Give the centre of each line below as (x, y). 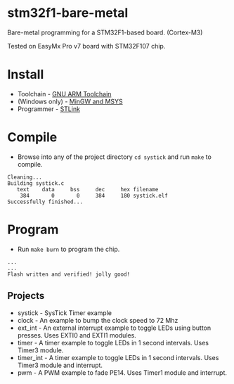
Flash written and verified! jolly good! (69, 274)
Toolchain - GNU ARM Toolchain (64, 94)
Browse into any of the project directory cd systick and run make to (115, 157)
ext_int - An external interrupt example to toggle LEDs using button (114, 328)
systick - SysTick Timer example (65, 313)
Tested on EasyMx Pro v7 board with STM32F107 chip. (86, 46)
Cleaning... (25, 177)
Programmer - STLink (49, 109)
